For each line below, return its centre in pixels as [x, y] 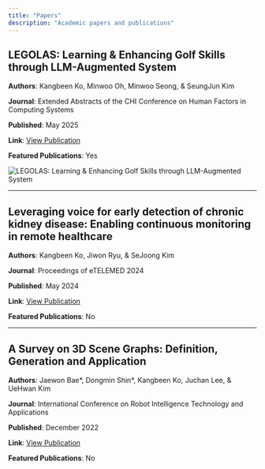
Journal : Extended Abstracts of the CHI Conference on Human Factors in [127, 101]
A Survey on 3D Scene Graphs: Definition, [113, 349]
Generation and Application [77, 361]
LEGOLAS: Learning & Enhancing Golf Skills [117, 55]
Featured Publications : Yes [53, 156]
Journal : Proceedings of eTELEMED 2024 [76, 271]
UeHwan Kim [30, 388]
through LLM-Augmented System [92, 67]
